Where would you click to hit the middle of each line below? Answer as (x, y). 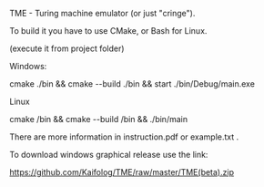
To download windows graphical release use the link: (109, 155)
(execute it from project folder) (67, 48)
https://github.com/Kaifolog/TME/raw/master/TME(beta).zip (122, 172)
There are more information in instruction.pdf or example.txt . (124, 137)
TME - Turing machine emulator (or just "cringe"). (102, 13)
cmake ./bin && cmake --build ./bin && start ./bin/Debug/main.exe (132, 84)
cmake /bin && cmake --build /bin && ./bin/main (99, 119)
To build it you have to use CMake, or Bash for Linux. (108, 31)
